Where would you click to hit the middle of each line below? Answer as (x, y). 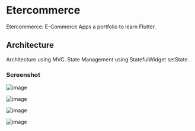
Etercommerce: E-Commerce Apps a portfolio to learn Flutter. (81, 27)
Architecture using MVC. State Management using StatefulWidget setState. (98, 59)
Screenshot (23, 74)
